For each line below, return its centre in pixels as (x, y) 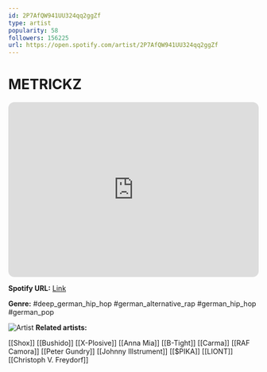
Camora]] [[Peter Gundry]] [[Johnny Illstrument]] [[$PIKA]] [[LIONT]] (121, 351)
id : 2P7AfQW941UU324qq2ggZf (55, 15)
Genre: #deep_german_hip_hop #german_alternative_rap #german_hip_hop (132, 304)
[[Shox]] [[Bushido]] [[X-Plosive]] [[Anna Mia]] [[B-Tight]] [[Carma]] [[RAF (129, 343)
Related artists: (61, 327)
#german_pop (31, 312)
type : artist (30, 23)
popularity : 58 (33, 30)
